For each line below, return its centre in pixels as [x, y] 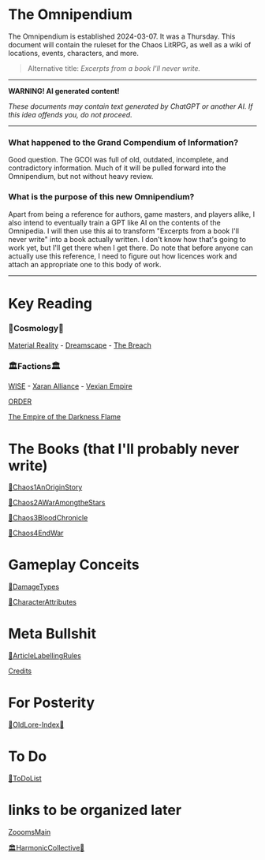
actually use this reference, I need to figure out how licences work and [123, 256]
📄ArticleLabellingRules [45, 656]
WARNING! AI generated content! [64, 91]
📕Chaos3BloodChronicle [48, 518]
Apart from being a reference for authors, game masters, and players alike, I [131, 214]
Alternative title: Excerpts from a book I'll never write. [114, 68]
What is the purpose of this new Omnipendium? [101, 197]
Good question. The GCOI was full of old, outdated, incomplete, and [118, 160]
